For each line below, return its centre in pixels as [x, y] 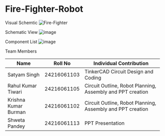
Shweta [16, 120]
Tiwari [15, 92]
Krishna [16, 100]
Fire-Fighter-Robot [44, 9]
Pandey [16, 126]
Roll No [62, 63]
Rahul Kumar [22, 85]
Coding [93, 78]
